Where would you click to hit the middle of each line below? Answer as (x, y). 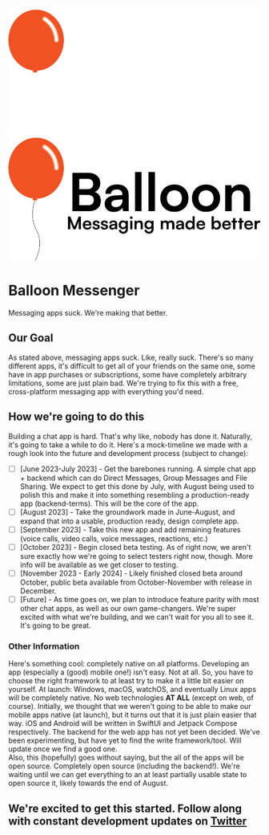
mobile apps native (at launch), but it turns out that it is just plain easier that (132, 715)
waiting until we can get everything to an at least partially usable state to (128, 775)
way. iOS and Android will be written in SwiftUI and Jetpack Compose (123, 723)
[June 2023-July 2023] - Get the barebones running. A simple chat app (138, 469)
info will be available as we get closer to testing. (99, 564)
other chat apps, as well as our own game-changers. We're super (128, 608)
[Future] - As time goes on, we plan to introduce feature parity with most (139, 599)
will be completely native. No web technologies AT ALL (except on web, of (131, 698)
